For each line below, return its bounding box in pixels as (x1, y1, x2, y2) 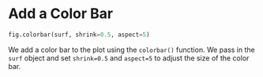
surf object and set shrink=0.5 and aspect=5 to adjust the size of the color (8, 53, 250, 63)
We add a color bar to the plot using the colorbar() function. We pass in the (8, 45, 255, 54)
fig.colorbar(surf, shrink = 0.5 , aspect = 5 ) (8, 31, 150, 38)
